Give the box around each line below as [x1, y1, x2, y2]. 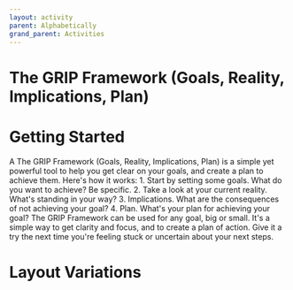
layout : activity [9, 12, 73, 22]
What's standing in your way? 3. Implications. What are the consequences [9, 194, 280, 204]
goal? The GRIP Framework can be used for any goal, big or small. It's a [9, 212, 270, 223]
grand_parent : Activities [9, 29, 104, 38]
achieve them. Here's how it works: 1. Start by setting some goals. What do [9, 174, 282, 186]
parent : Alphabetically [9, 21, 97, 30]
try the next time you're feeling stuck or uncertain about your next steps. [9, 231, 274, 241]
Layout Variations [9, 262, 142, 282]
